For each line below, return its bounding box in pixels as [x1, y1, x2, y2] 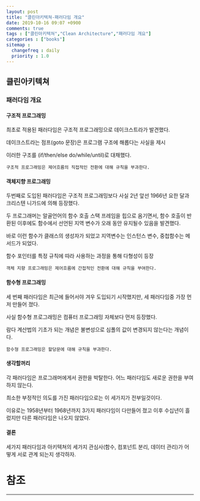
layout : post [6, 8, 39, 15]
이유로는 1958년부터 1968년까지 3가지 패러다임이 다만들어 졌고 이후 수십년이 [6, 406, 184, 414]
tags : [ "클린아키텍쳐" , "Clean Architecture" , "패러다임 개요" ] [6, 31, 152, 37]
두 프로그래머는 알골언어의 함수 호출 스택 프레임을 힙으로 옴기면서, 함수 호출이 [6, 212, 186, 219]
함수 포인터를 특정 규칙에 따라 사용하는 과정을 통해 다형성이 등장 [6, 253, 154, 260]
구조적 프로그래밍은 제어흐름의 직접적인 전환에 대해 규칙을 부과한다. [6, 164, 150, 170]
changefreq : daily [11, 48, 60, 54]
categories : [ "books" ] [6, 36, 65, 42]
